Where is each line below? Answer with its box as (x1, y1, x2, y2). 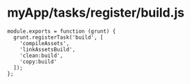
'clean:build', (19, 52, 64, 59)
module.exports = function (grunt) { (7, 28, 116, 35)
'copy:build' (19, 58, 57, 65)
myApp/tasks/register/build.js (7, 5, 185, 21)
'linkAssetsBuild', (19, 46, 76, 53)
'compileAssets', (19, 40, 70, 47)
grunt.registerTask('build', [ (13, 33, 104, 41)
